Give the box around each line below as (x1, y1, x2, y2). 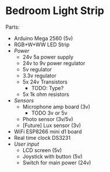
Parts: (5, 23, 20, 30)
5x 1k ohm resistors (22, 91, 69, 98)
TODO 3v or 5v (31, 109, 68, 116)
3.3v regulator (22, 72, 56, 79)
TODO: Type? (31, 84, 64, 91)
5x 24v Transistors (22, 78, 68, 85)
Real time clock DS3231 (13, 134, 71, 141)
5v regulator (22, 66, 52, 73)
